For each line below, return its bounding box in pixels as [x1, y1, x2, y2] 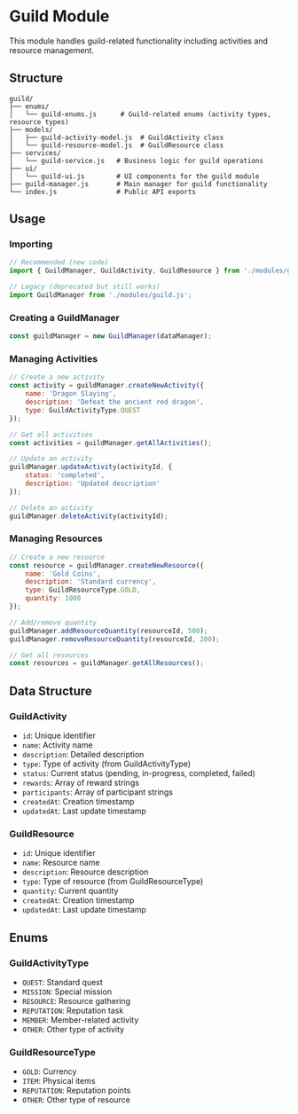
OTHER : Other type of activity [21, 1024, 125, 1034]
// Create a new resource [9, 553, 105, 561]
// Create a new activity [9, 373, 105, 382]
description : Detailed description [21, 749, 145, 760]
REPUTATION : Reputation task [21, 1005, 124, 1016]
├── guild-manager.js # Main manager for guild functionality [9, 179, 268, 188]
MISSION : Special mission [21, 986, 113, 997]
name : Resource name [21, 858, 100, 868]
